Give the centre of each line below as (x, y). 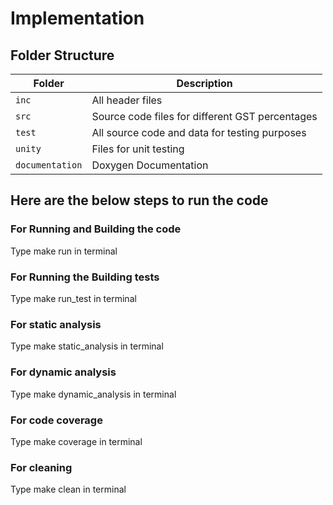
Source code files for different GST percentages (204, 116)
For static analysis (56, 324)
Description (204, 83)
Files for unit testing (138, 149)
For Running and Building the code (96, 229)
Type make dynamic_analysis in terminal (93, 394)
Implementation (77, 18)
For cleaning (41, 467)
